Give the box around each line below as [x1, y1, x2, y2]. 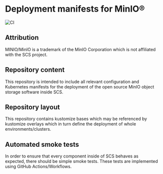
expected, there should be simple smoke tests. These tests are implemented [5, 158, 158, 164]
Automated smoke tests [5, 140, 79, 149]
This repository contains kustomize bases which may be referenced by [5, 116, 147, 122]
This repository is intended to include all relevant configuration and [5, 79, 140, 85]
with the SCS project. [5, 52, 48, 57]
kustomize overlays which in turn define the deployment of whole [5, 121, 136, 127]
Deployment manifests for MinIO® [5, 3, 145, 15]
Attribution [5, 34, 39, 42]
